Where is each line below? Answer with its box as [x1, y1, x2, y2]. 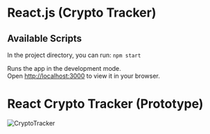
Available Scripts [7, 33, 82, 44]
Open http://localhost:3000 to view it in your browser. [7, 72, 161, 80]
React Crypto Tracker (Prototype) [7, 96, 204, 112]
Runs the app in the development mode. [7, 65, 121, 72]
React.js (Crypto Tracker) [7, 5, 157, 21]
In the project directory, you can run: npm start [7, 51, 141, 59]
